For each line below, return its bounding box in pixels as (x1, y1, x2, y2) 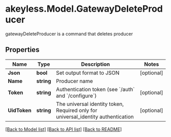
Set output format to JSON (55, 69, 120, 76)
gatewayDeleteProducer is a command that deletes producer (5, 31, 133, 37)
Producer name (55, 77, 93, 85)
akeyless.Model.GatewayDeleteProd (5, 3, 163, 15)
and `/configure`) (55, 92, 97, 99)
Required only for (55, 106, 98, 114)
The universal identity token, (55, 100, 124, 107)
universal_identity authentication (55, 113, 134, 120)
